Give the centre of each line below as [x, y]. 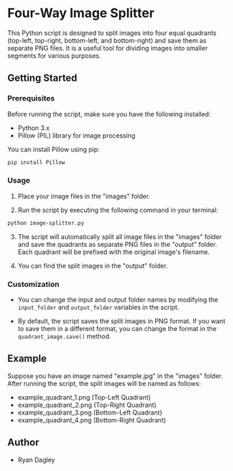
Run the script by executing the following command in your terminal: [118, 210]
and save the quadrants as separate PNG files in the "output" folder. [117, 244]
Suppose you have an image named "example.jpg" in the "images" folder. [115, 375]
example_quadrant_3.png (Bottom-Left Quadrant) [90, 412]
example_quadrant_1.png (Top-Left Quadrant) [84, 397]
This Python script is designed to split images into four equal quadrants [112, 33]
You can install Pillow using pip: [53, 149]
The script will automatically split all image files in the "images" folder [120, 236]
